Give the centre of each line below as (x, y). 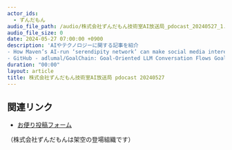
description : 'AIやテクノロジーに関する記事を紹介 (73, 45)
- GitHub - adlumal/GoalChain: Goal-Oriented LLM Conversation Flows (109, 58)
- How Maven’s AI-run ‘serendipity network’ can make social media (106, 52)
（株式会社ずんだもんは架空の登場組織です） (71, 140)
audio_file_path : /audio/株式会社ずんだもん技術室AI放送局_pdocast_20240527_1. (117, 26)
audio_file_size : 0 (35, 33)
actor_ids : (23, 13)
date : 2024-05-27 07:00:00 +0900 (55, 39)
